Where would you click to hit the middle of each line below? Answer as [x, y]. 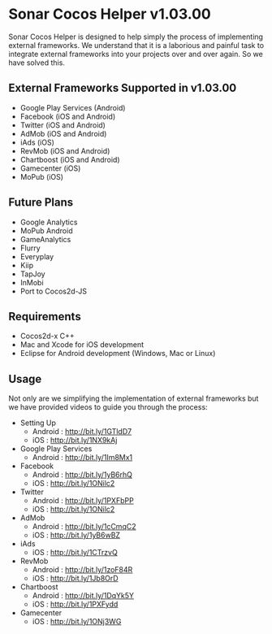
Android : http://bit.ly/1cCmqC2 [84, 527]
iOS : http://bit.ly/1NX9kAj [75, 441]
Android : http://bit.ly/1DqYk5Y [83, 596]
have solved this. [37, 63]
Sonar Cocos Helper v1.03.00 [110, 14]
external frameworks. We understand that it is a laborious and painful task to [136, 45]
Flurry [30, 248]
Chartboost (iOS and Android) [70, 159]
